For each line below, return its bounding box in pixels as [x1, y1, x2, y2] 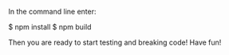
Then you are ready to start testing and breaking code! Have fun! [8, 37, 222, 47]
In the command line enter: [8, 7, 97, 16]
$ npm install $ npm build [8, 22, 92, 31]
